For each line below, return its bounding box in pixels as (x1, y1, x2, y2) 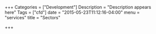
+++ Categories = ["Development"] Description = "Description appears (4, 4, 151, 10)
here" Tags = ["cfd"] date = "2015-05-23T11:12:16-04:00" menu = (4, 9, 140, 15)
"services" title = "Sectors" (4, 15, 60, 20)
